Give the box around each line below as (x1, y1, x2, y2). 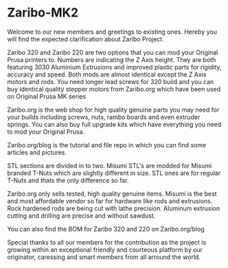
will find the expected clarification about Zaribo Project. (7, 34, 164, 43)
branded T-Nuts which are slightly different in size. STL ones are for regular (7, 169, 221, 177)
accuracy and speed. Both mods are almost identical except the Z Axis (7, 70, 207, 79)
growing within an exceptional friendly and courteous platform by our (7, 245, 203, 254)
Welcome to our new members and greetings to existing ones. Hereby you (7, 28, 218, 36)
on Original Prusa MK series (7, 92, 87, 101)
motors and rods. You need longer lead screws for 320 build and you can (7, 77, 214, 85)
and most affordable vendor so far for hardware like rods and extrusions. (7, 196, 213, 205)
